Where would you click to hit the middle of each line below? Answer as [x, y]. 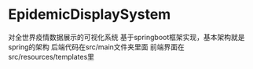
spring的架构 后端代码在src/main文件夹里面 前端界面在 [96, 47]
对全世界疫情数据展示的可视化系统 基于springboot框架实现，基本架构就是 [126, 37]
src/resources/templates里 [51, 56]
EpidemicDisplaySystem [90, 15]
